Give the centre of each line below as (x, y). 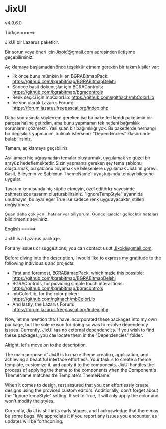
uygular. (13, 179)
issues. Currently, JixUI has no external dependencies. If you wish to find (80, 330)
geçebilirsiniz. (19, 57)
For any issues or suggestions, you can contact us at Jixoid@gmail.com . (79, 248)
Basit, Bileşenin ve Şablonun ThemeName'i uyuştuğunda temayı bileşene (79, 174)
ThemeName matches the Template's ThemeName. (58, 375)
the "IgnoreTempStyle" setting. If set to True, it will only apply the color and (82, 395)
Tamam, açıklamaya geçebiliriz (37, 148)
